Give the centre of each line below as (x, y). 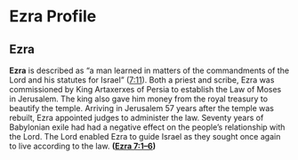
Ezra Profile (53, 16)
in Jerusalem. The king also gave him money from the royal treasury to (139, 99)
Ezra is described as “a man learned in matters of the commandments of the (149, 70)
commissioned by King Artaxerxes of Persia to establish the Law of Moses (145, 89)
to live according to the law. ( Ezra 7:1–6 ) (83, 146)
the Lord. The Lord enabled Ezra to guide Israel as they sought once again (145, 136)
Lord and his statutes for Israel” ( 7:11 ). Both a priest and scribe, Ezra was (142, 80)
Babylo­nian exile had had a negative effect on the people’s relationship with (147, 127)
